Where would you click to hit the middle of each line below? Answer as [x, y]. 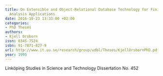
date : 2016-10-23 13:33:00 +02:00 [40, 18]
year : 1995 [16, 54]
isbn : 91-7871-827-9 [26, 46]
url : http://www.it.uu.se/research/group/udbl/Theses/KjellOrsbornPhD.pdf [82, 50]
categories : [17, 23]
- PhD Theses [18, 28]
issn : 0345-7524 [21, 41]
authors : [14, 32]
